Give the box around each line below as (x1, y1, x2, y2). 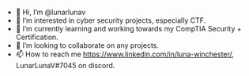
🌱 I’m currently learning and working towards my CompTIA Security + (15, 24, 243, 33)
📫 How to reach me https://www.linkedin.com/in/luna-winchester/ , (15, 49, 235, 59)
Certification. (15, 32, 58, 42)
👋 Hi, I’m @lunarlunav (15, 8, 86, 16)
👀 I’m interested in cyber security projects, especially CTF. (15, 16, 206, 25)
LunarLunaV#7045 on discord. (15, 61, 115, 70)
